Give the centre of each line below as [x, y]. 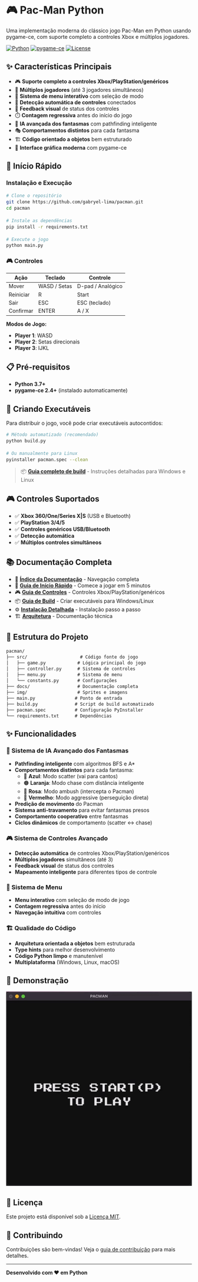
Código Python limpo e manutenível [59, 956]
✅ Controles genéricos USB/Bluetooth [62, 529]
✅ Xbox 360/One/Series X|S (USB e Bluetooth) [72, 516]
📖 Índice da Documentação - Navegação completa [77, 579]
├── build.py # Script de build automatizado [80, 704]
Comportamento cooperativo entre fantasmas [71, 816]
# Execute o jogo [27, 239]
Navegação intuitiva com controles [58, 913]
